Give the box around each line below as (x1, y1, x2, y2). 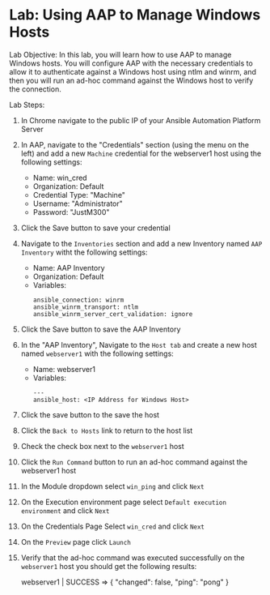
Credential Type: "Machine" (32, 190, 126, 199)
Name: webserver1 (32, 364, 96, 374)
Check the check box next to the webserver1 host (20, 441, 184, 451)
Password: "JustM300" (32, 207, 110, 216)
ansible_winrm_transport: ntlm (32, 302, 139, 311)
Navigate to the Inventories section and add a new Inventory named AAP (20, 238, 263, 248)
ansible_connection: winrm (32, 296, 124, 304)
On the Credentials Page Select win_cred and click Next (20, 521, 205, 531)
